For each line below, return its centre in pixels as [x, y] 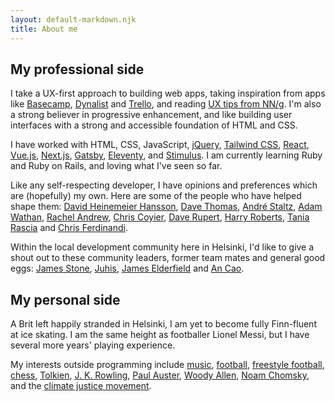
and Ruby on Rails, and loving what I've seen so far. [116, 166]
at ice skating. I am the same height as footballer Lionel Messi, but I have [160, 335]
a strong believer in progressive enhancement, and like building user [151, 115]
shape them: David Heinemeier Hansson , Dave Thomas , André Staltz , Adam [166, 207]
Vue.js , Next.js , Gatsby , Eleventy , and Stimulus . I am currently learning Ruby [166, 155]
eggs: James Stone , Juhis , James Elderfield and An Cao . [127, 268]
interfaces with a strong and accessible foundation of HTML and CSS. [154, 125]
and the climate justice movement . [81, 386]
